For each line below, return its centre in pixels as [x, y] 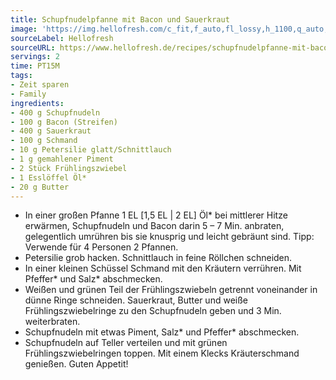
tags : [21, 76]
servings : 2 [35, 57]
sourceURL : [33, 47]
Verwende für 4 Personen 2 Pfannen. [101, 247]
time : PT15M [35, 66]
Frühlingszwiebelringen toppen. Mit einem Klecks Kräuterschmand [162, 353]
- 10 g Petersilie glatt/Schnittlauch [91, 150]
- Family [28, 94]
